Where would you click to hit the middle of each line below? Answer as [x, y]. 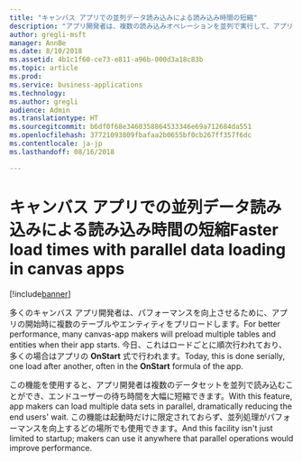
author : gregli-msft [48, 34]
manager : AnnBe [38, 43]
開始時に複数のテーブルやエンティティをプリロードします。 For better [153, 323]
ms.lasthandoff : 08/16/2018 [62, 152]
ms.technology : [38, 93]
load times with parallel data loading [148, 249]
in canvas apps [67, 268]
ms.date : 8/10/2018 [46, 51]
